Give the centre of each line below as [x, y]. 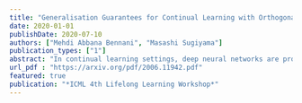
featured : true [38, 76]
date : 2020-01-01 [42, 26]
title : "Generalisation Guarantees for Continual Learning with [132, 17]
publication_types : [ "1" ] [58, 51]
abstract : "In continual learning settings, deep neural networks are [144, 59]
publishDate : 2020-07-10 [56, 34]
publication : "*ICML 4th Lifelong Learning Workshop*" [114, 84]
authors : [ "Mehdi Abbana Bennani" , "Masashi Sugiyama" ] [116, 43]
